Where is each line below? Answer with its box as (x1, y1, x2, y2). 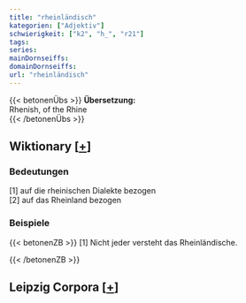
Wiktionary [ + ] (9, 139, 91, 155)
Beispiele (9, 217, 50, 230)
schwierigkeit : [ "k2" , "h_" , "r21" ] (9, 29, 144, 38)
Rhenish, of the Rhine (9, 103, 88, 115)
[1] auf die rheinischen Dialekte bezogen (9, 186, 157, 196)
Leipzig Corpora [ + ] (9, 280, 119, 295)
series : (9, 46, 38, 55)
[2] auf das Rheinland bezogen (9, 195, 122, 206)
